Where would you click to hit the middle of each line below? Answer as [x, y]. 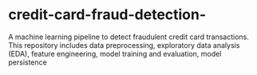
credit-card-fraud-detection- [107, 15]
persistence [28, 62]
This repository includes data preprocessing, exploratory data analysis [124, 45]
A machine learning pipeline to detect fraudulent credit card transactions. [129, 37]
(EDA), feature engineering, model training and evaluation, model [115, 53]
